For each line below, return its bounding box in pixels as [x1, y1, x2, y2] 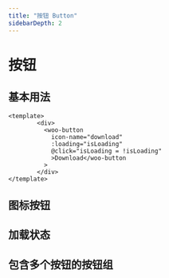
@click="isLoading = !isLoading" [50, 147, 162, 155]
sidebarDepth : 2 [8, 19, 62, 27]
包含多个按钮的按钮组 [8, 257, 113, 272]
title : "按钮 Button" [8, 11, 78, 20]
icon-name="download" [50, 133, 124, 141]
